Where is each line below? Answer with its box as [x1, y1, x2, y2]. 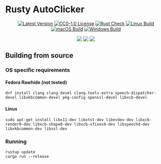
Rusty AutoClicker [5, 4, 85, 15]
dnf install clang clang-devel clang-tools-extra [5, 90, 113, 96]
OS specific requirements [5, 66, 70, 74]
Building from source [5, 51, 74, 60]
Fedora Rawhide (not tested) [5, 79, 67, 85]
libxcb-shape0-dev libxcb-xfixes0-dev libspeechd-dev [32, 122, 150, 127]
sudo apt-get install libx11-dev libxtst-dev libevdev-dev [5, 117, 134, 122]
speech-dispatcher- [114, 90, 157, 96]
